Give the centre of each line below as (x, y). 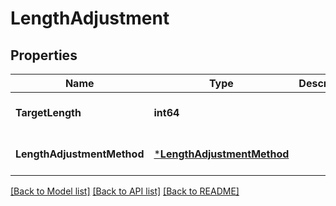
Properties (44, 55)
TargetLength (48, 112)
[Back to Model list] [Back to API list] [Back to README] (125, 191)
